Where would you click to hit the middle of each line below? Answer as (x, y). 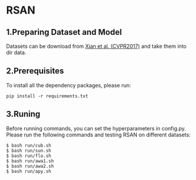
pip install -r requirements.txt (47, 96)
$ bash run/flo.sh (29, 156)
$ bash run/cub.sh (29, 145)
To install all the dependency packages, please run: (69, 85)
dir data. (16, 53)
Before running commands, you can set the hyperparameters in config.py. (96, 128)
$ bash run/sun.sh (29, 150)
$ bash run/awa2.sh (30, 166)
